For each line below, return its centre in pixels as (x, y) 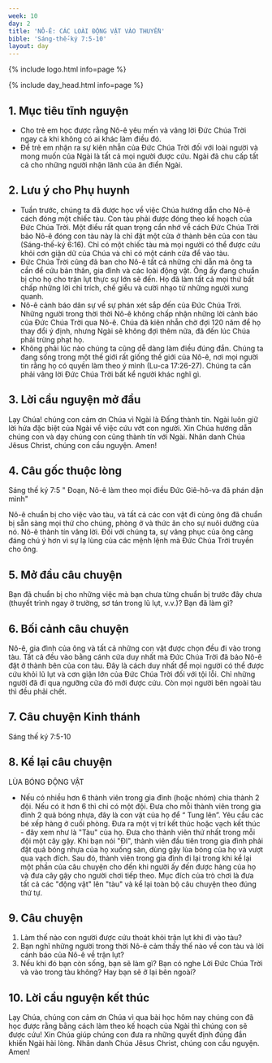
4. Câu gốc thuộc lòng (65, 471)
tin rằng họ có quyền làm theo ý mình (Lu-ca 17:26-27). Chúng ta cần (136, 365)
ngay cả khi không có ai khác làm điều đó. (91, 138)
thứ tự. (31, 892)
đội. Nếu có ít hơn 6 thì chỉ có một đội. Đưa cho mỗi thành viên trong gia (140, 806)
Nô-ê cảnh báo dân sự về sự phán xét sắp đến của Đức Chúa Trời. (131, 305)
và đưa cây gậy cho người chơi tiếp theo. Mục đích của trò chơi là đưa (137, 875)
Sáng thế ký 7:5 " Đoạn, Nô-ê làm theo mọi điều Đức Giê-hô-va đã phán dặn (136, 490)
